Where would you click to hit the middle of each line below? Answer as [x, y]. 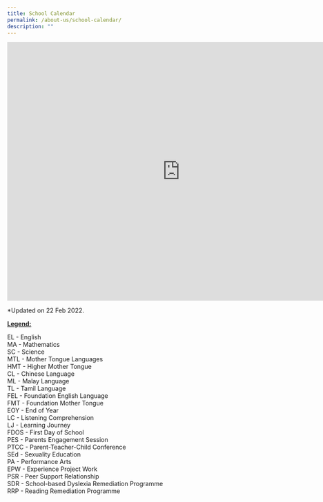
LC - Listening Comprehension [51, 418]
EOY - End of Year [33, 410]
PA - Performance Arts [39, 462]
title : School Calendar [41, 13]
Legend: [19, 324]
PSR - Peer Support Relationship [53, 476]
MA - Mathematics [33, 345]
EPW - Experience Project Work [52, 469]
